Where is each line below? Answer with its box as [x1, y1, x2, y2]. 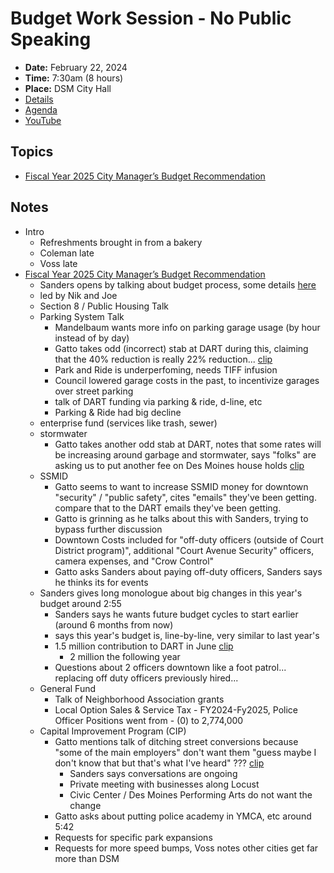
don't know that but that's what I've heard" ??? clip [54, 757, 265, 769]
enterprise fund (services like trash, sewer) [39, 417, 218, 429]
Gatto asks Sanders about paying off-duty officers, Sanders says [54, 565, 323, 577]
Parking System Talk [39, 310, 125, 322]
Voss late [39, 257, 78, 269]
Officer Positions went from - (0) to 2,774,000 [54, 714, 244, 726]
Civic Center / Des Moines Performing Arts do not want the [69, 788, 313, 801]
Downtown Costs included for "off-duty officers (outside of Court [54, 533, 324, 546]
